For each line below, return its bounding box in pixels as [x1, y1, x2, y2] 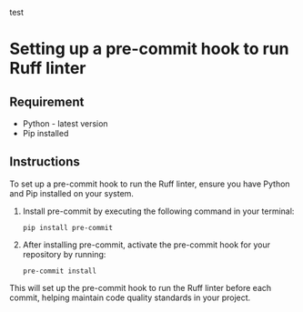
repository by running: [22, 248, 106, 259]
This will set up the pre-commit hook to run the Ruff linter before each [9, 282, 272, 293]
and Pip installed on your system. [9, 187, 135, 198]
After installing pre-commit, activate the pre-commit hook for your [22, 239, 271, 250]
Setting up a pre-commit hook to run [9, 39, 289, 59]
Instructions [9, 154, 80, 170]
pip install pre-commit [22, 223, 114, 232]
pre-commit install [22, 267, 97, 276]
